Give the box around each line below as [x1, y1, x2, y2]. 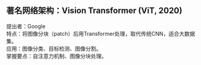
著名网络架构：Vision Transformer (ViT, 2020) [6, 5, 183, 16]
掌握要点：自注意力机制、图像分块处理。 [6, 52, 107, 60]
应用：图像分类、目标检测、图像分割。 [6, 45, 101, 52]
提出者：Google [6, 23, 46, 30]
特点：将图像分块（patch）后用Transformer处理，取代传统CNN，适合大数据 [6, 30, 195, 37]
